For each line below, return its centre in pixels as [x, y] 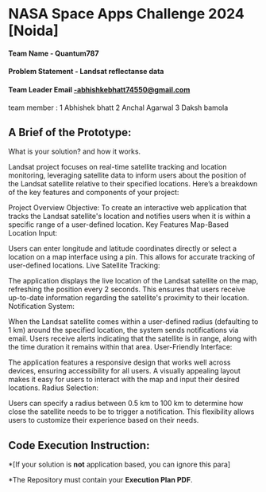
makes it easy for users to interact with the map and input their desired [124, 380]
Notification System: [42, 307]
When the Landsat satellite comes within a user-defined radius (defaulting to [133, 322]
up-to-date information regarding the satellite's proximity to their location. [129, 298]
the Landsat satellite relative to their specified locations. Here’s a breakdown [133, 184]
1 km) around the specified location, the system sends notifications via [123, 330]
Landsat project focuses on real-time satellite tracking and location [118, 167]
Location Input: [33, 233]
